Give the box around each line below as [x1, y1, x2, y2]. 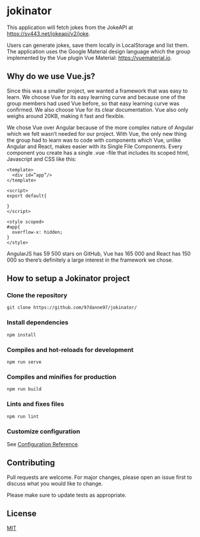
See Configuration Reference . [7, 440, 80, 447]
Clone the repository [7, 291, 68, 300]
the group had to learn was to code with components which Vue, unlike [7, 136, 181, 144]
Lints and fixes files [7, 400, 65, 408]
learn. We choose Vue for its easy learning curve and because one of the [7, 93, 186, 100]
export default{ [7, 193, 47, 199]
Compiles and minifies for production [7, 373, 116, 381]
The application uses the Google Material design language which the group [7, 47, 191, 55]
